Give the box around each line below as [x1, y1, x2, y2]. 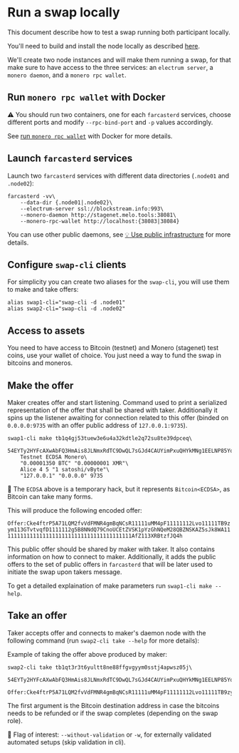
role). [7, 716, 23, 724]
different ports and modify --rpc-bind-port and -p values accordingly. [7, 118, 213, 126]
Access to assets [7, 324, 85, 337]
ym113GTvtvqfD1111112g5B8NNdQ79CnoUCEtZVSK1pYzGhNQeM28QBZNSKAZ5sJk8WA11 [7, 526, 231, 533]
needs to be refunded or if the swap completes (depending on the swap [7, 709, 218, 717]
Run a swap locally [7, 4, 120, 21]
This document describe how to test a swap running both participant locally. [7, 28, 230, 36]
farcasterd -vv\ [7, 193, 55, 200]
